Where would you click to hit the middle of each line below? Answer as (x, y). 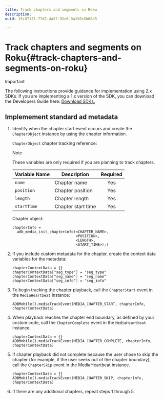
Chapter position (73, 190)
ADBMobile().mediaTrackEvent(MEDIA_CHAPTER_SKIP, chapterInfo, (78, 378)
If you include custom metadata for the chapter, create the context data (84, 254)
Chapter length (71, 199)
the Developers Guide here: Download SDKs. (50, 101)
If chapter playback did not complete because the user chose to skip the (85, 354)
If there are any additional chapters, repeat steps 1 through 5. (73, 392)
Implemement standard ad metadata (61, 117)
